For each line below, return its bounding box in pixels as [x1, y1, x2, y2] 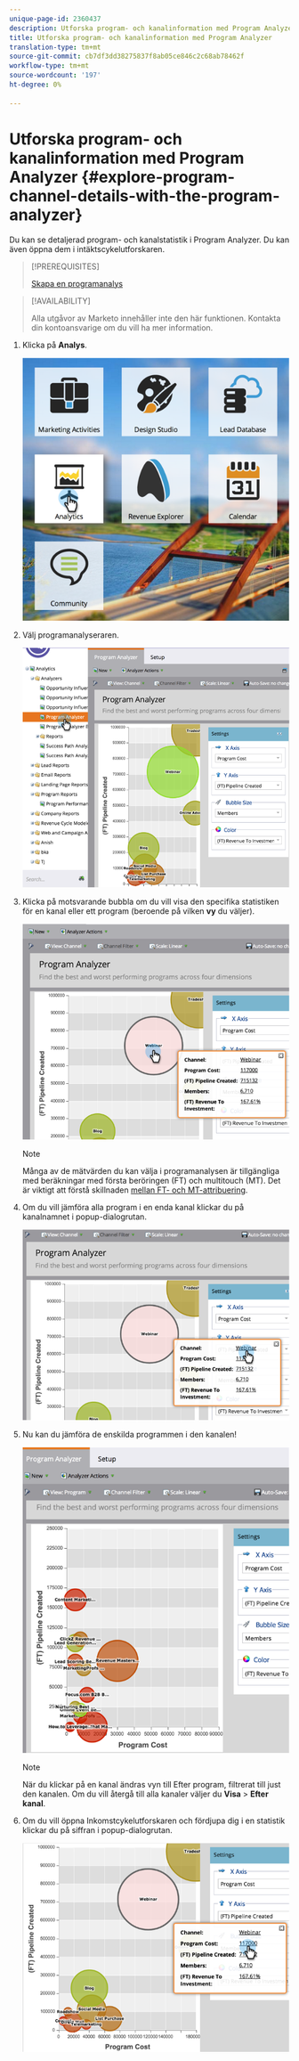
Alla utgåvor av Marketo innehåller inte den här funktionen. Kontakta [30, 313, 281, 323]
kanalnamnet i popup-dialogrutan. [21, 1211, 147, 1222]
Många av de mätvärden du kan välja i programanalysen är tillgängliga [21, 1166, 280, 1177]
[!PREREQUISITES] [30, 261, 100, 272]
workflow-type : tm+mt [9, 61, 90, 70]
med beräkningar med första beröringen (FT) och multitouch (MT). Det [21, 1176, 281, 1186]
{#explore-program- [81, 167, 236, 187]
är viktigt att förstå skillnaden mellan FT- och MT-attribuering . [21, 1185, 248, 1195]
